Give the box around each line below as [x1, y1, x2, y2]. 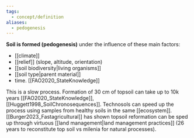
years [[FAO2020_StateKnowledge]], [6, 95, 95, 102]
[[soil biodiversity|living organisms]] [14, 65, 101, 72]
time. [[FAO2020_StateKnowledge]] [14, 77, 101, 84]
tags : [6, 8, 19, 15]
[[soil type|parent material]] [14, 71, 81, 78]
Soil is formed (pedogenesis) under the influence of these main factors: [6, 41, 181, 48]
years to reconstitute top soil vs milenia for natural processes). [6, 126, 157, 133]
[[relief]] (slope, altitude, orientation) [14, 58, 103, 65]
